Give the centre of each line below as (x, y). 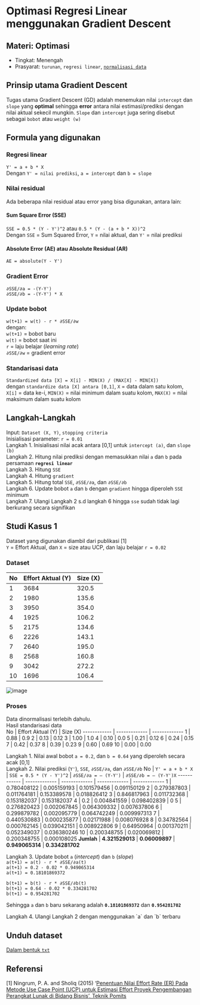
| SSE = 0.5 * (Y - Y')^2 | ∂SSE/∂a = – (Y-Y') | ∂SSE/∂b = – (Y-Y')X (92, 775)
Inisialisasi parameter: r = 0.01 (44, 439)
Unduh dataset (34, 935)
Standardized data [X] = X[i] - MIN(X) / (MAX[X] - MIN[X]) (83, 381)
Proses (16, 706)
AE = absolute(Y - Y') (34, 262)
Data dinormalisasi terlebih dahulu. (49, 719)
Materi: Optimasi (38, 46)
